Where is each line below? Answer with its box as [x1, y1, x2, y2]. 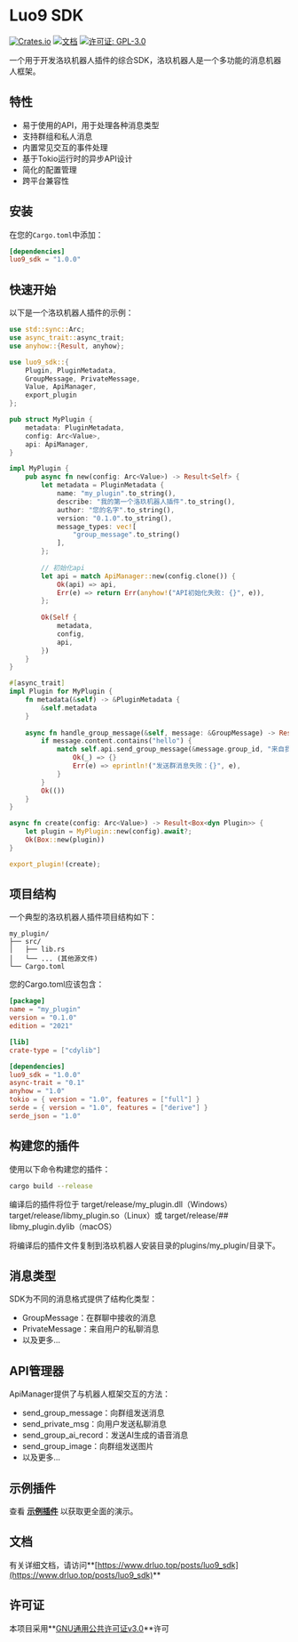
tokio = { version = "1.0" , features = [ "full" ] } [9, 1095, 200, 1104]
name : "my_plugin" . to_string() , [56, 489, 176, 498]
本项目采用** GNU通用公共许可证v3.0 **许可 [9, 1622, 170, 1633]
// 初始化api [41, 563, 85, 572]
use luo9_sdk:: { [9, 358, 69, 366]
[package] [9, 997, 46, 1006]
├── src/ [9, 938, 42, 946]
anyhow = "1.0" [9, 1087, 66, 1096]
